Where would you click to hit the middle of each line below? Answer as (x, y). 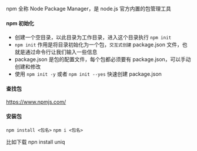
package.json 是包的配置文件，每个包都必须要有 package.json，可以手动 (103, 59)
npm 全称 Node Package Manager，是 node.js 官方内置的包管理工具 (89, 9)
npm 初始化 (20, 23)
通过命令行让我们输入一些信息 (61, 52)
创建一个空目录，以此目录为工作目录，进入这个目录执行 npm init (93, 38)
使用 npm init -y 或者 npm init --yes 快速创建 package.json (88, 74)
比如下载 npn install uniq (36, 142)
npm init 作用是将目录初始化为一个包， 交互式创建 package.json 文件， (98, 45)
